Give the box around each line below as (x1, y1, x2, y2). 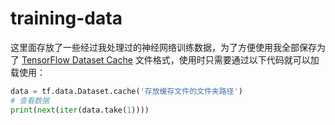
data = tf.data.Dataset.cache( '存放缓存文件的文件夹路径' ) (10, 86, 243, 96)
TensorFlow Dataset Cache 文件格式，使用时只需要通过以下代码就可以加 (21, 53, 320, 66)
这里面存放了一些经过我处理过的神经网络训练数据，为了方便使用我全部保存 (10, 41, 317, 53)
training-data (10, 7, 123, 30)
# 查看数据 (10, 95, 50, 106)
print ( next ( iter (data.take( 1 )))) (10, 105, 150, 115)
